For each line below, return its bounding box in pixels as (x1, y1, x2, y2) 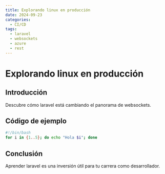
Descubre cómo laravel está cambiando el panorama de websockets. (5, 102, 151, 108)
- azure (10, 41, 27, 46)
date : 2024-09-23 (5, 12, 43, 17)
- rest (10, 46, 24, 51)
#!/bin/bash (5, 130, 31, 136)
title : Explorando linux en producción (5, 7, 91, 13)
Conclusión (5, 149, 43, 158)
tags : (5, 27, 17, 32)
